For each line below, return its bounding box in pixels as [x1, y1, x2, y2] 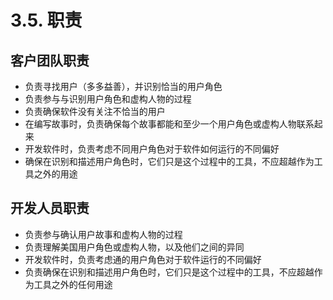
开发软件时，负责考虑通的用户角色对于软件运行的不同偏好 [24, 253, 262, 265]
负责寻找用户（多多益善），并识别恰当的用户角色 [24, 81, 223, 92]
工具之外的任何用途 [33, 278, 113, 290]
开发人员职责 [10, 200, 90, 217]
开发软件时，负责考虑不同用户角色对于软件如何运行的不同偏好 [24, 143, 280, 155]
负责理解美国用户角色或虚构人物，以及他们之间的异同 [24, 241, 245, 253]
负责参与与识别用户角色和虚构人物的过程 [24, 93, 192, 105]
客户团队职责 [10, 52, 90, 69]
